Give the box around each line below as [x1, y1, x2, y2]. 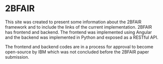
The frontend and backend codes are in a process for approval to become [5, 44, 153, 49]
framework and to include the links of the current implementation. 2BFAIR [5, 24, 152, 30]
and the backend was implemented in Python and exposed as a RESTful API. [5, 34, 159, 40]
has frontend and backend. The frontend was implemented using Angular [5, 29, 152, 35]
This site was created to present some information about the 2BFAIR [5, 19, 142, 25]
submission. [5, 54, 29, 60]
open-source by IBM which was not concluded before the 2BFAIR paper [5, 49, 149, 55]
